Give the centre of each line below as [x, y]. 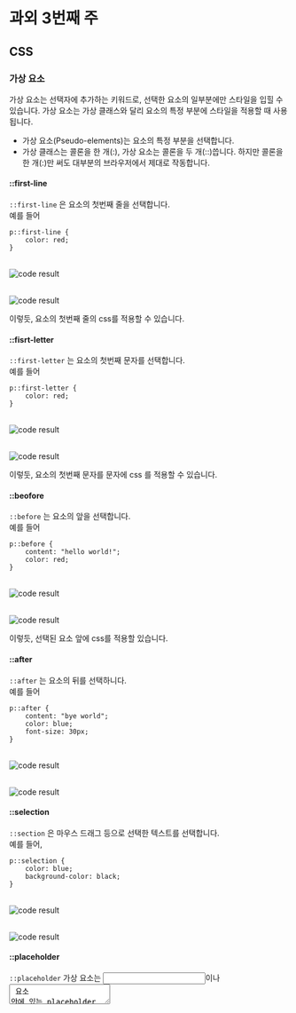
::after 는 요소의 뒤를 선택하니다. [68, 680]
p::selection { [37, 861]
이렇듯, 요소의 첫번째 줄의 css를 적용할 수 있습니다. [97, 319]
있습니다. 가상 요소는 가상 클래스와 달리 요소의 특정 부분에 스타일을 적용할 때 [140, 110]
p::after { [29, 708]
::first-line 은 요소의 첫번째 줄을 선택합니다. [90, 204]
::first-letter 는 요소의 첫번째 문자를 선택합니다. [97, 360]
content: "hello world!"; [73, 552]
